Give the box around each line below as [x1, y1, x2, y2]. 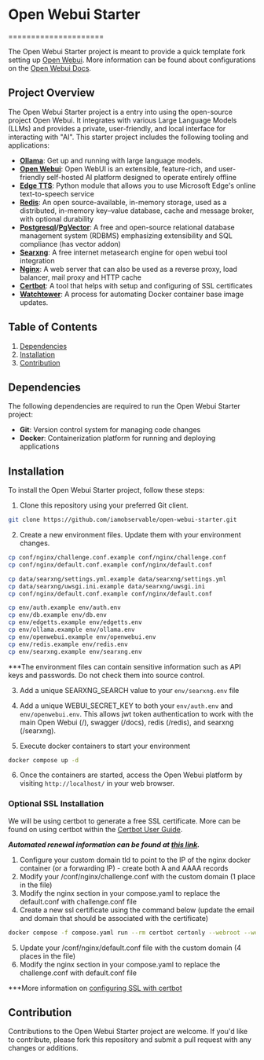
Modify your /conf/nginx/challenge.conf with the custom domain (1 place [19, 871, 255, 881]
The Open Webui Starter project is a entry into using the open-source [8, 107, 233, 116]
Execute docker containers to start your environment [19, 741, 191, 750]
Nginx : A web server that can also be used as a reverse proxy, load [19, 264, 238, 273]
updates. [19, 297, 49, 307]
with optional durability [19, 214, 94, 223]
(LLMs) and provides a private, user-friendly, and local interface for [8, 123, 226, 133]
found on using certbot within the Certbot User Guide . [8, 824, 183, 834]
